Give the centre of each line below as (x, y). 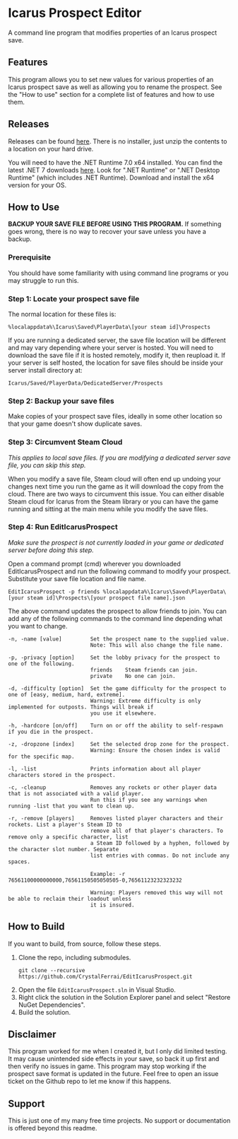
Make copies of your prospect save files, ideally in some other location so (115, 416)
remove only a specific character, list (69, 837)
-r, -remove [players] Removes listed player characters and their (115, 818)
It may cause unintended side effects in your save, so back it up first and (114, 1059)
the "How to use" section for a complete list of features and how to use (111, 94)
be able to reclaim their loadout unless (70, 899)
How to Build (37, 927)
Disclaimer (32, 1035)
